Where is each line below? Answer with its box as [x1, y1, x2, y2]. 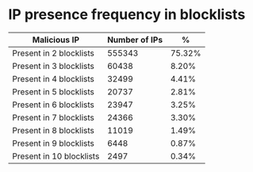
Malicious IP [32, 34, 80, 45]
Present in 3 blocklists [12, 60, 95, 71]
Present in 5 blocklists [12, 86, 95, 97]
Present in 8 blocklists [12, 124, 95, 136]
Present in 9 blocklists [12, 137, 95, 148]
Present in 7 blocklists [12, 112, 95, 123]
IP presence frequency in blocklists [8, 6, 246, 24]
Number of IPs [106, 34, 163, 45]
